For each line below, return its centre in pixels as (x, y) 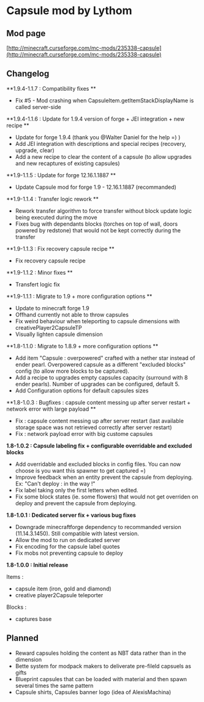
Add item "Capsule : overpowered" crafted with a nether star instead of (105, 358)
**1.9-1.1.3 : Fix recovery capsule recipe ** (60, 248)
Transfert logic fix (37, 284)
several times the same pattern (54, 685)
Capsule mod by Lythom (70, 11)
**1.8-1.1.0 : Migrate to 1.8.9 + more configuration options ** (82, 346)
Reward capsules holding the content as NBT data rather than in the (101, 653)
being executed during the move (56, 217)
